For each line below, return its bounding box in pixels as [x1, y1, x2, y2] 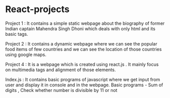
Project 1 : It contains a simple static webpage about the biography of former [5, 20, 165, 26]
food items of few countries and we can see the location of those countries [5, 46, 162, 52]
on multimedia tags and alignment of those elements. [5, 67, 116, 73]
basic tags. [5, 31, 28, 37]
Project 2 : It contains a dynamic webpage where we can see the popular [5, 40, 158, 46]
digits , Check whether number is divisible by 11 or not [5, 87, 117, 93]
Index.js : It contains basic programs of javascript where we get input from [5, 76, 160, 82]
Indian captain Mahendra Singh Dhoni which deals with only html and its [5, 25, 156, 31]
